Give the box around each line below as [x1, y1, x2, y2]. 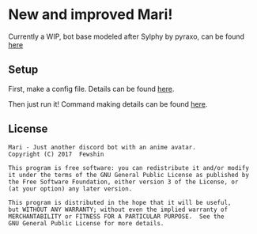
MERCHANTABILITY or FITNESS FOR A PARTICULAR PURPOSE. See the [8, 212, 225, 221]
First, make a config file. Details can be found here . [8, 84, 175, 93]
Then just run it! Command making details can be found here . [8, 99, 208, 108]
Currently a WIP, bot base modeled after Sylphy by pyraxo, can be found [8, 32, 245, 41]
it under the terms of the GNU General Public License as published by [8, 171, 249, 179]
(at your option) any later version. [8, 184, 133, 193]
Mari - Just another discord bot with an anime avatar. [8, 143, 196, 151]
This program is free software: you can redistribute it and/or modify [8, 164, 249, 172]
